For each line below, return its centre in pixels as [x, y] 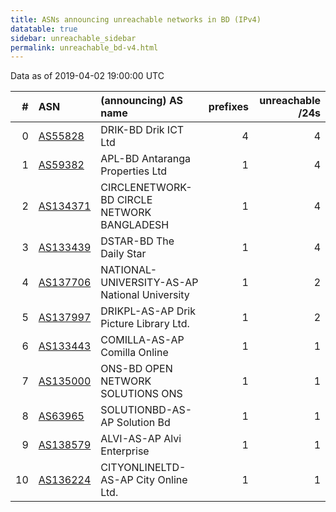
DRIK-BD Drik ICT [142, 130]
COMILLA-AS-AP [142, 340]
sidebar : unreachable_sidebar [73, 38]
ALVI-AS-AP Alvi [141, 439]
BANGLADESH [135, 225]
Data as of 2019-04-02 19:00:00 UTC [87, 76]
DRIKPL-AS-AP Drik [148, 311]
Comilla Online [134, 353]
